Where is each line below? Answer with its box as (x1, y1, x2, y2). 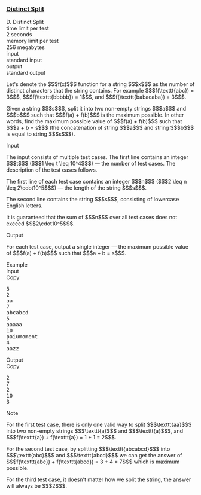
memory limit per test (6, 38, 59, 45)
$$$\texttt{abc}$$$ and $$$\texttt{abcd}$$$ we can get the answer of (6, 452, 182, 459)
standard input (6, 56, 42, 64)
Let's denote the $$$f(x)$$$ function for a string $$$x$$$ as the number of (6, 81, 195, 88)
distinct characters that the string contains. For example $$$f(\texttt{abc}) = (6, 87, 194, 94)
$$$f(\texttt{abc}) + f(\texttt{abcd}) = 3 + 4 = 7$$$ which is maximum (6, 458, 180, 465)
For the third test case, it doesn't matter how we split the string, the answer (6, 476, 191, 483)
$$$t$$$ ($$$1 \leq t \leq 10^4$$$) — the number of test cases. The (6, 160, 176, 167)
